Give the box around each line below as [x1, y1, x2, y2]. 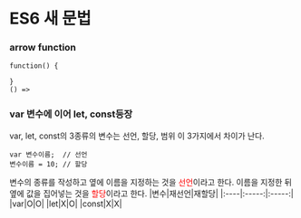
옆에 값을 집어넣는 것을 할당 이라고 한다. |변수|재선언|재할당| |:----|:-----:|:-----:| [9, 187, 295, 199]
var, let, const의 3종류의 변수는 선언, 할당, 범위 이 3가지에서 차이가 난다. [9, 130, 265, 141]
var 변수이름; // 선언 [9, 150, 88, 159]
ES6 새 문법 [9, 8, 92, 29]
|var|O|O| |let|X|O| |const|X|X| [9, 198, 122, 209]
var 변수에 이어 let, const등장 [9, 108, 133, 120]
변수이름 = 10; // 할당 [9, 159, 88, 168]
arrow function [9, 42, 77, 54]
